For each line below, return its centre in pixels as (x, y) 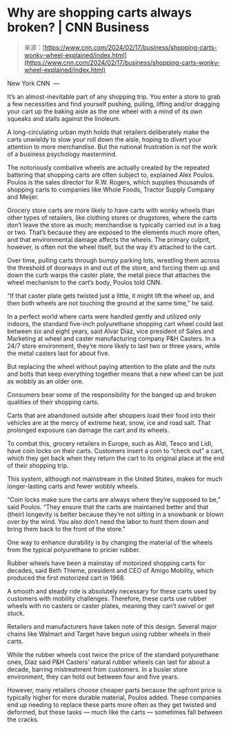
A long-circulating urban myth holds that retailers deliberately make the (109, 132)
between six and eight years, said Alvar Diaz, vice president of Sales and (111, 331)
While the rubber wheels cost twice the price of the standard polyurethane (113, 654)
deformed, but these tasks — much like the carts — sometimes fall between (115, 712)
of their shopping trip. (38, 465)
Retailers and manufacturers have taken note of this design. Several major (112, 626)
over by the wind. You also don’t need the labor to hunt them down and (108, 521)
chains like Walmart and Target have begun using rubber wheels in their (109, 634)
